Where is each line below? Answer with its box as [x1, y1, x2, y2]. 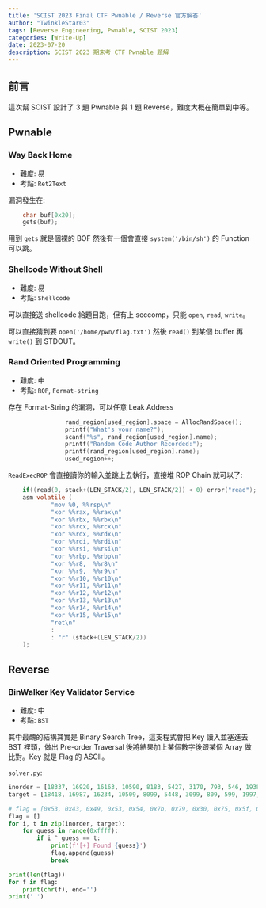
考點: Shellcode [19, 292, 70, 302]
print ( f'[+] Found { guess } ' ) [50, 841, 147, 850]
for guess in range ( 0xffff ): [22, 827, 119, 835]
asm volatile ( [22, 493, 73, 502]
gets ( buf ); [22, 219, 59, 227]
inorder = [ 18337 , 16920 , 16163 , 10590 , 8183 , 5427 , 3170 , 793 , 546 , [8, 784, 243, 792]
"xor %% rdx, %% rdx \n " [50, 530, 123, 539]
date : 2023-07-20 [8, 41, 66, 49]
